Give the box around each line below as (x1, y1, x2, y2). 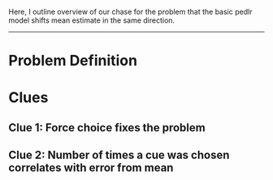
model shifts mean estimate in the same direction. (8, 15, 175, 25)
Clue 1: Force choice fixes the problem (8, 121, 206, 135)
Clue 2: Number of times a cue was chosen (8, 148, 230, 162)
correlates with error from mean (8, 161, 174, 175)
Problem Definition (8, 52, 138, 70)
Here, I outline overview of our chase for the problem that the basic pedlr (8, 7, 253, 16)
